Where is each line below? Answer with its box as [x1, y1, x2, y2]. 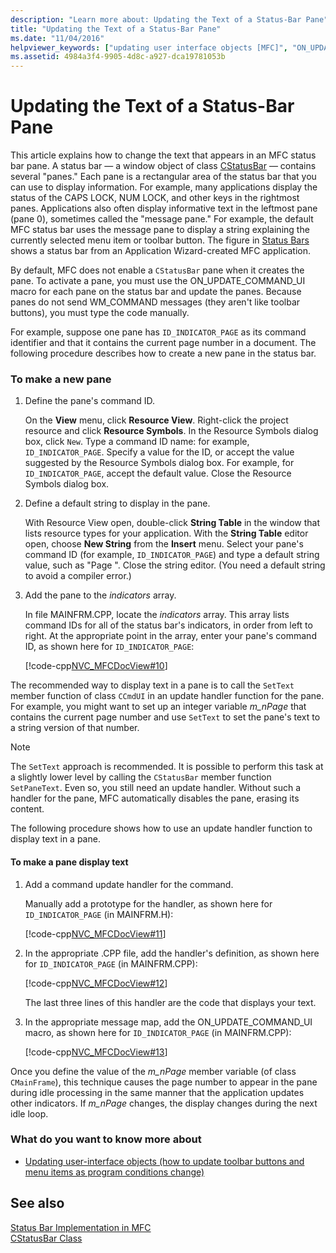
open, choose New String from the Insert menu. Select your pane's [24, 538, 304, 550]
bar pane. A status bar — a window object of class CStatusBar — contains [10, 160, 317, 172]
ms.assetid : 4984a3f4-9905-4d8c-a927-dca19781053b [10, 52, 226, 62]
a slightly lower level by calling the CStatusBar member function [10, 771, 272, 783]
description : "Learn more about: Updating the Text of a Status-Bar [10, 14, 302, 25]
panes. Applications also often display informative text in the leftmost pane [10, 202, 318, 215]
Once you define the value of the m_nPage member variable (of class [10, 1065, 297, 1077]
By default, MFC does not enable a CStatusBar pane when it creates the [10, 264, 305, 276]
